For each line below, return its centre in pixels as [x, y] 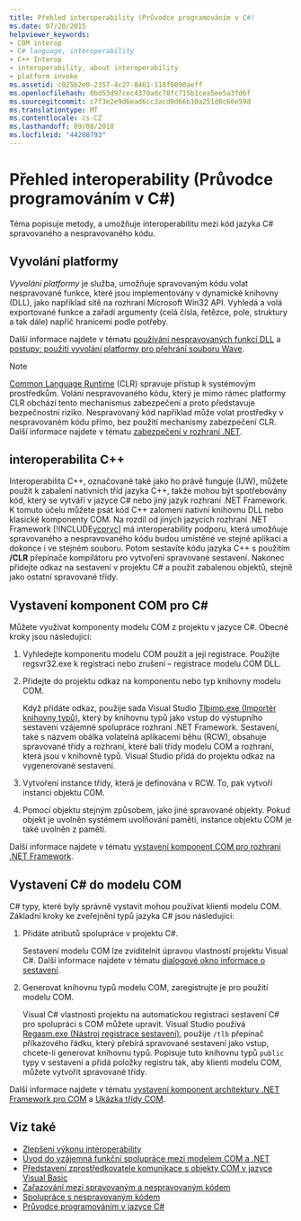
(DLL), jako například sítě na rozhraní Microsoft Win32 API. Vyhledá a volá [146, 302]
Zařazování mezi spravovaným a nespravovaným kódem [126, 1187]
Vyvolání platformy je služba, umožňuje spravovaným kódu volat [129, 283]
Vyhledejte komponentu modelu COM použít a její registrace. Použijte [151, 654]
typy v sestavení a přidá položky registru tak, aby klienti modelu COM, [152, 1062]
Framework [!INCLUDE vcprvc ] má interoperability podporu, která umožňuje [149, 529]
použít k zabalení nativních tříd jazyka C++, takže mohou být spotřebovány [148, 491]
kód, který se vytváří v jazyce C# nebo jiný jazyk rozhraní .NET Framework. [148, 500]
